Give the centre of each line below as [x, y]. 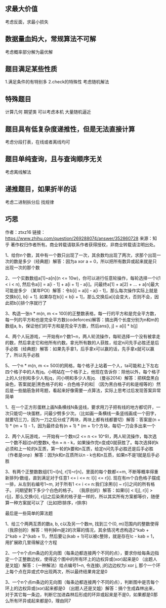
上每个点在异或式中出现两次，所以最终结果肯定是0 [56, 571]
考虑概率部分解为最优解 [29, 52]
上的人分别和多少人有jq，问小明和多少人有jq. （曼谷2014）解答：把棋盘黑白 [82, 378]
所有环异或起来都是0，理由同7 [40, 601]
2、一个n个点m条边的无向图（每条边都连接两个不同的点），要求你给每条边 [80, 553]
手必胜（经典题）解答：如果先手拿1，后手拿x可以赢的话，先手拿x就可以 [78, 348]
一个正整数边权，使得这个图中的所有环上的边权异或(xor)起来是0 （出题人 [83, 559]
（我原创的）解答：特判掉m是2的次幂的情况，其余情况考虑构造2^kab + [77, 530]
